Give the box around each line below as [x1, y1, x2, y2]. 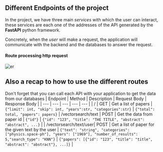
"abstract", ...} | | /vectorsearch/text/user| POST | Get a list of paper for [5, 121, 155, 127]
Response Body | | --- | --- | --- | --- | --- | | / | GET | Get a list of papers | [5, 101, 152, 106]
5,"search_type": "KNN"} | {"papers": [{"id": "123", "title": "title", [5, 136, 153, 142]
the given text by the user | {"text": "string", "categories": [5, 126, 130, 133]
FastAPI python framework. [5, 27, 61, 33]
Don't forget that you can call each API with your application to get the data [5, 90, 156, 96]
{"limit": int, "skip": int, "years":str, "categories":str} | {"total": [5, 106, 155, 112]
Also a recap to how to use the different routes [5, 78, 148, 86]
